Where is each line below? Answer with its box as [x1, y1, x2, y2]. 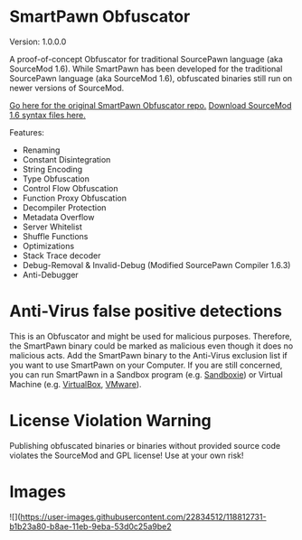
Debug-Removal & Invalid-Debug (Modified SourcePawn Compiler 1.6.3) [22, 259, 291, 270]
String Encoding [22, 163, 83, 174]
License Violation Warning [9, 411, 212, 431]
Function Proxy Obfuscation [22, 192, 127, 203]
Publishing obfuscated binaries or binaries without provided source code [9, 440, 281, 451]
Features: [9, 126, 45, 137]
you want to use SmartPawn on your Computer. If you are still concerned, [9, 359, 283, 370]
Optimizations [22, 240, 75, 251]
